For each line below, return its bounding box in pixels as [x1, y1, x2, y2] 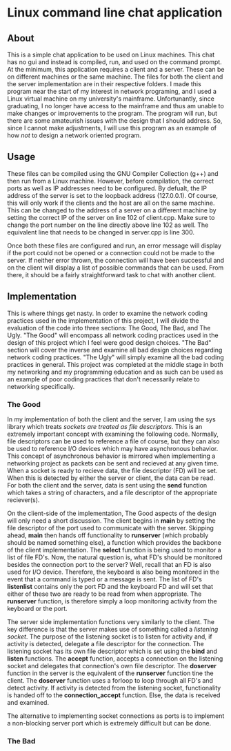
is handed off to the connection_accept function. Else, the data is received [7, 691, 221, 699]
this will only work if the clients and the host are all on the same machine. [7, 199, 215, 207]
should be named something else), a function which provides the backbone [7, 538, 222, 546]
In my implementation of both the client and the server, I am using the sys [7, 415, 216, 423]
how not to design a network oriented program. [7, 131, 141, 139]
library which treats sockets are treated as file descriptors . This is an [7, 422, 203, 430]
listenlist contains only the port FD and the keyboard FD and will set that [7, 582, 214, 590]
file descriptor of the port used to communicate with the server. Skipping [7, 523, 214, 532]
